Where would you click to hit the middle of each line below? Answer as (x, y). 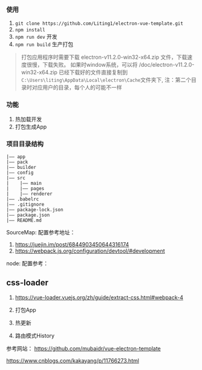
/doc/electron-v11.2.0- (167, 65)
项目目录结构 (25, 144)
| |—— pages (25, 188)
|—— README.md (24, 220)
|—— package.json (28, 215)
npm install (30, 30)
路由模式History (35, 335)
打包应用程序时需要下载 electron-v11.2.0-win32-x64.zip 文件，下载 (104, 57)
